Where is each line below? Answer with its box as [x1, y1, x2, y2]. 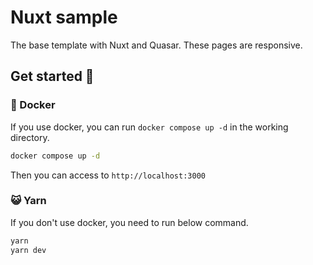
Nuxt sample [10, 6, 118, 29]
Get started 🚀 [10, 68, 95, 85]
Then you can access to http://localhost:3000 [10, 169, 206, 181]
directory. [10, 131, 50, 143]
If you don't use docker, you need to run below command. [10, 216, 249, 228]
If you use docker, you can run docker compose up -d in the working [10, 121, 289, 133]
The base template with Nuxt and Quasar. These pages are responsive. [10, 39, 303, 51]
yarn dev [10, 245, 47, 255]
